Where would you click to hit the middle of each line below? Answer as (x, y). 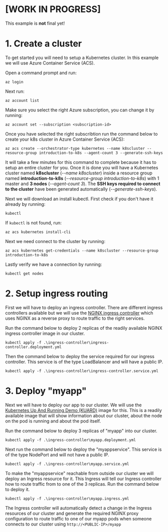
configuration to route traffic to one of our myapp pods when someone (78, 518)
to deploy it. (18, 489)
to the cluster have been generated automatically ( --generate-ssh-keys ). (81, 189)
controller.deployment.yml (33, 347)
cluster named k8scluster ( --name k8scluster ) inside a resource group (79, 173)
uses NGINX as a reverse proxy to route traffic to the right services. (75, 318)
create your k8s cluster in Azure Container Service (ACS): (65, 139)
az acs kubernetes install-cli (38, 232)
